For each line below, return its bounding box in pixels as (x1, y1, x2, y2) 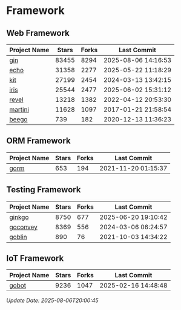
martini (9, 106, 29, 113)
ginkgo (9, 213, 29, 221)
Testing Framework (6, 184, 81, 195)
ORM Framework (6, 136, 71, 146)
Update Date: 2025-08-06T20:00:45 (6, 297, 99, 304)
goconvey (9, 223, 38, 231)
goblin (9, 232, 27, 241)
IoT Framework (6, 253, 64, 264)
